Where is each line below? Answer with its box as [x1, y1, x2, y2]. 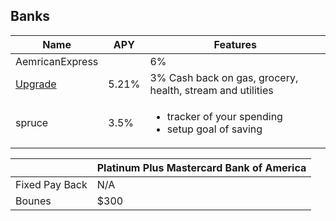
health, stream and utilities [149, 83, 274, 97]
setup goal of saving [166, 122, 263, 136]
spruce [15, 115, 49, 129]
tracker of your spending [166, 109, 283, 123]
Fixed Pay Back [15, 177, 88, 191]
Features [213, 37, 257, 51]
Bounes [15, 194, 52, 208]
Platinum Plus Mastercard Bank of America [96, 160, 307, 174]
